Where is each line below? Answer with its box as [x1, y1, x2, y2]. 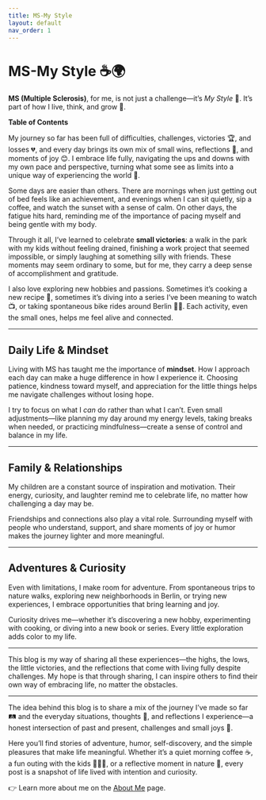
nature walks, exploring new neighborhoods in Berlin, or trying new [8, 590, 227, 600]
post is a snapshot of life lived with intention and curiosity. [8, 767, 198, 776]
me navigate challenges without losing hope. [8, 390, 154, 399]
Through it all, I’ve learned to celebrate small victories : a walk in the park [8, 235, 248, 244]
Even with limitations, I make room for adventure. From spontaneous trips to [8, 583, 256, 592]
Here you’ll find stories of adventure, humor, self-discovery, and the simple [8, 738, 253, 748]
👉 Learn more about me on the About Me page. [8, 783, 166, 792]
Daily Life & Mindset [8, 343, 109, 357]
